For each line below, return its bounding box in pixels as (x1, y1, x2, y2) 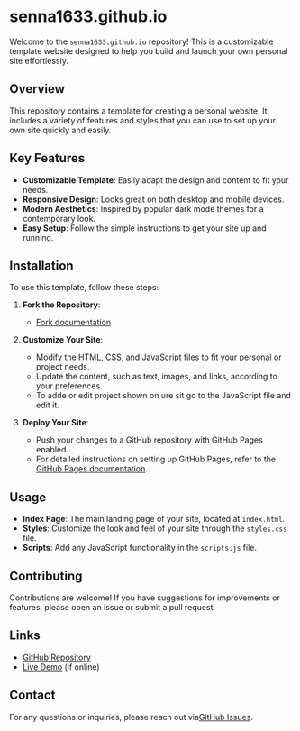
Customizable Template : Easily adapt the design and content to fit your (22, 174, 289, 186)
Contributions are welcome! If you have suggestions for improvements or (9, 592, 281, 603)
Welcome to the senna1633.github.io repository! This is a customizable (9, 36, 274, 47)
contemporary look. (22, 213, 96, 224)
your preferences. (35, 380, 103, 391)
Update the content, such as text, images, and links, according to (35, 371, 277, 382)
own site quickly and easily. (9, 124, 112, 135)
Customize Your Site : (22, 334, 104, 345)
